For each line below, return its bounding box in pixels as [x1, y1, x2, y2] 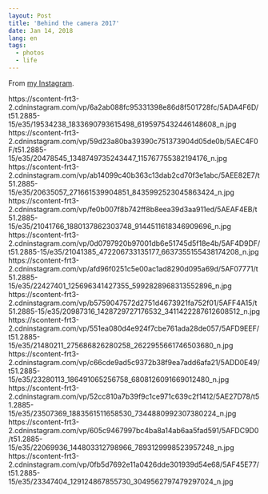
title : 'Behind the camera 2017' [8, 19, 120, 27]
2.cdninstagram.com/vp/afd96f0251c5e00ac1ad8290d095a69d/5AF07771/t [8, 263, 258, 273]
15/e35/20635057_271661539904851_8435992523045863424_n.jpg [8, 187, 234, 197]
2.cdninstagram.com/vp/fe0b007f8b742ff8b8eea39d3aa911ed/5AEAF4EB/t [8, 204, 258, 214]
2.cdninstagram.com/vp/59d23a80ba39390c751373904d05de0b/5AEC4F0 [8, 136, 258, 146]
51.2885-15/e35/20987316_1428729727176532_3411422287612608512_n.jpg [8, 306, 261, 316]
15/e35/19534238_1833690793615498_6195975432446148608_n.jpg [8, 119, 237, 129]
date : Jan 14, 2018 [8, 26, 74, 34]
